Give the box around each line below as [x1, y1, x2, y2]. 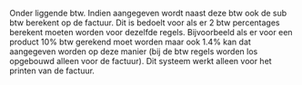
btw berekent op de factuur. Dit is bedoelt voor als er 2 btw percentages [9, 17, 280, 28]
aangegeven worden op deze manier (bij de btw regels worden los [9, 46, 258, 57]
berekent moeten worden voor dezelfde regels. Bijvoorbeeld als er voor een [9, 27, 293, 37]
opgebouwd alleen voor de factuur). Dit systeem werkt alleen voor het [9, 56, 272, 66]
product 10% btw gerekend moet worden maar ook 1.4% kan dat [9, 36, 252, 47]
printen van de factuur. [9, 65, 96, 76]
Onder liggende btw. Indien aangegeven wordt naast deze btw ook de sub [9, 8, 287, 18]
